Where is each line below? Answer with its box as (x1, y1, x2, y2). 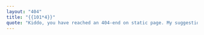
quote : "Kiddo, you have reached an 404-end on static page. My (6, 20, 172, 26)
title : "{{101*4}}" (6, 14, 56, 20)
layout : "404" (6, 8, 42, 15)
